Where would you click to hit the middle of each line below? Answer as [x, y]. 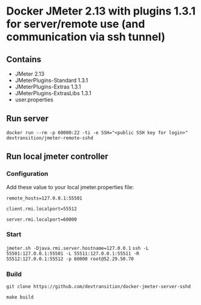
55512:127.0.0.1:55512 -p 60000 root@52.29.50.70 [70, 259]
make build [20, 297]
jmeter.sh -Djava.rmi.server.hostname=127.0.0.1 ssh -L [78, 248]
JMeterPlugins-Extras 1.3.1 [48, 87]
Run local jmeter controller [58, 157]
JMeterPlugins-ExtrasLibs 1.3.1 [53, 93]
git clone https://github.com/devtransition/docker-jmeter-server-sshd [98, 287]
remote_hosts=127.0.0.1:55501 [44, 198]
